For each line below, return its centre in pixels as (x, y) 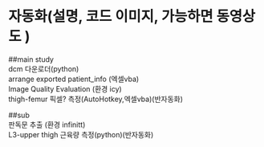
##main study (31, 59)
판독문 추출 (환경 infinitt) (47, 125)
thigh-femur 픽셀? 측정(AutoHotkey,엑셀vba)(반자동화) (95, 99)
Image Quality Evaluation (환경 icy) (65, 88)
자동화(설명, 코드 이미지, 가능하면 (111, 16)
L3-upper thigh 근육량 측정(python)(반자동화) (81, 134)
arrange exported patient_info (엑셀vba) (74, 79)
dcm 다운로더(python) (44, 68)
